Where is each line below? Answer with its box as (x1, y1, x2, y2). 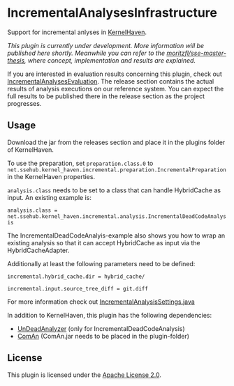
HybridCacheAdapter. (7, 246, 70, 254)
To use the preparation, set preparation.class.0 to (7, 159, 154, 167)
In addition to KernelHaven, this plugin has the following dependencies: (7, 311, 212, 319)
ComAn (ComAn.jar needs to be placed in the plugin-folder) (17, 332, 190, 340)
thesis (7, 56, 25, 64)
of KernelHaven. (7, 145, 54, 154)
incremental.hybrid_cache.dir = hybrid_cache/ (7, 273, 145, 280)
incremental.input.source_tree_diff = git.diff (7, 285, 149, 292)
